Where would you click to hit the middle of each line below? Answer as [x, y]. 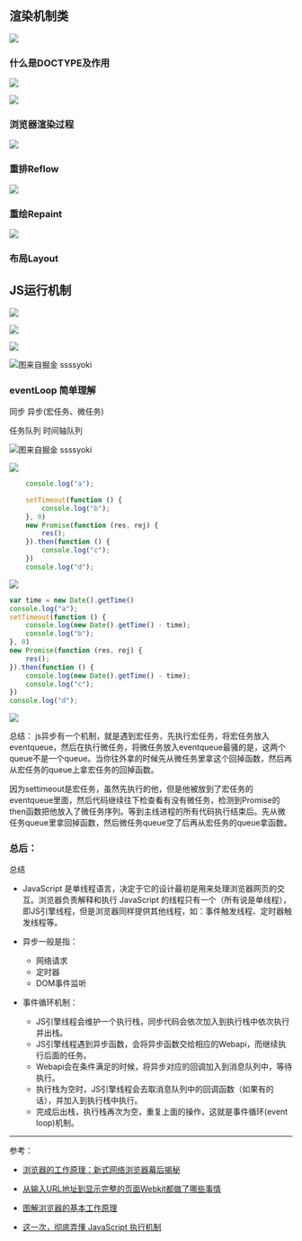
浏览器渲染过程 [42, 124]
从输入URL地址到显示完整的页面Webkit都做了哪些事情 [122, 1189]
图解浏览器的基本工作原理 [70, 1208]
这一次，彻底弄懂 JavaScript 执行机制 [92, 1227]
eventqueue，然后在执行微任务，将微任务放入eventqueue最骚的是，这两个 [147, 747]
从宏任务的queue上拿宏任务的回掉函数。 [84, 770]
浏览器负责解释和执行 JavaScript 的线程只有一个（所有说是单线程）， [164, 900]
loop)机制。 [57, 1123]
